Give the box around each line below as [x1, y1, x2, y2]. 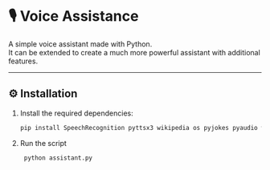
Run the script [19, 138, 67, 148]
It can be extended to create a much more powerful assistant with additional [8, 47, 261, 57]
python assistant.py [23, 154, 92, 162]
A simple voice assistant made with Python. [8, 38, 153, 49]
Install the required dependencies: [19, 108, 134, 118]
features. [8, 56, 39, 66]
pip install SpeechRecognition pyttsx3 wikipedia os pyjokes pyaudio [19, 123, 259, 132]
